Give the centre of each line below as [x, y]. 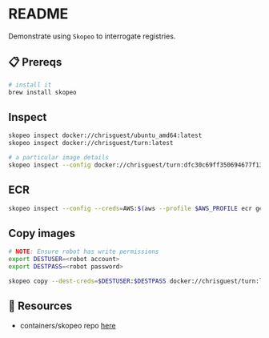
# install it [30, 85]
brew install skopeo [43, 92]
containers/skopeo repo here [68, 325]
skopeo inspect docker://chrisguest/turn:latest [91, 143]
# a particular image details [59, 158]
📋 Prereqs [35, 62]
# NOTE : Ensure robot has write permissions [84, 252]
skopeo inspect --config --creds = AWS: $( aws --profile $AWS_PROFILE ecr [130, 208]
